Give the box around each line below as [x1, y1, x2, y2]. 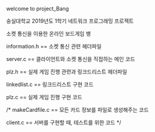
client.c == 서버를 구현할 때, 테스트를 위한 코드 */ [6, 119, 121, 126]
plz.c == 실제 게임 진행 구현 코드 [6, 94, 83, 100]
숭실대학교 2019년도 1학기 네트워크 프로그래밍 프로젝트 [6, 17, 134, 24]
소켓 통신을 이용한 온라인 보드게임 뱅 [6, 30, 91, 37]
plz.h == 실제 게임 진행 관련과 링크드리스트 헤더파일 [6, 68, 127, 75]
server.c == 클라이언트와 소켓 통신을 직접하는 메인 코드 [6, 56, 136, 62]
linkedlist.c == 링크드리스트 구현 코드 [6, 81, 94, 88]
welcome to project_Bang [6, 5, 69, 12]
